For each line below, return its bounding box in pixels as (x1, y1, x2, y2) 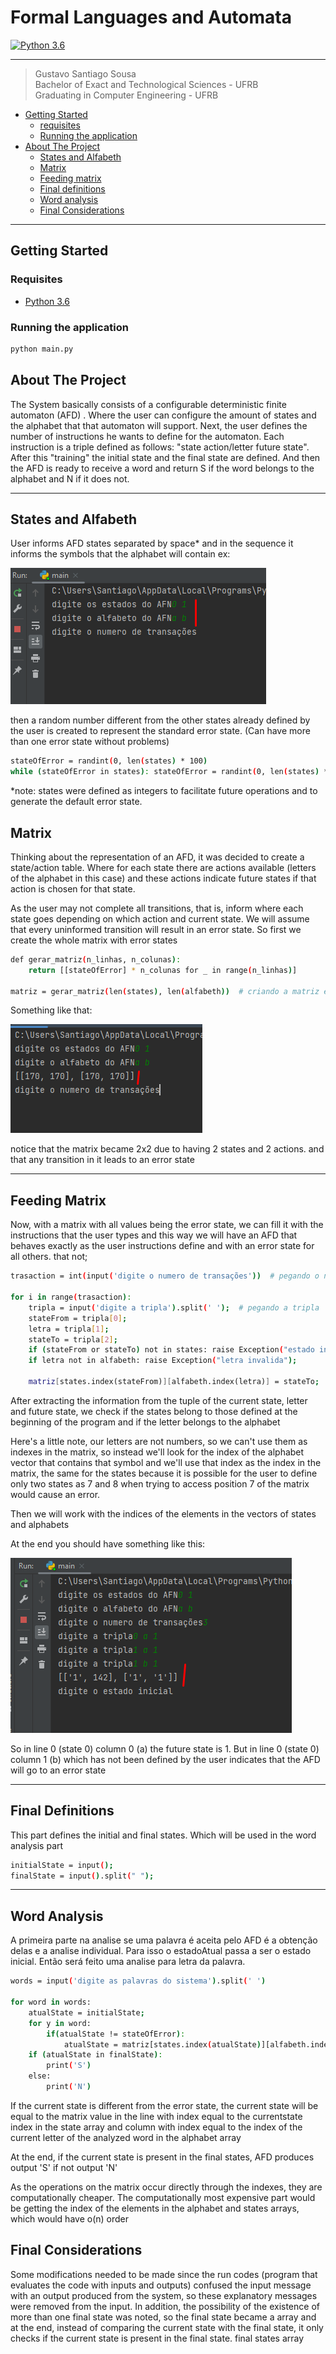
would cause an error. (10, 1488, 101, 1500)
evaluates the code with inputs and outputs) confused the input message (10, 2279, 312, 2291)
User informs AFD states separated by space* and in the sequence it (10, 537, 294, 550)
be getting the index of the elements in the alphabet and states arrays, (10, 2202, 300, 2214)
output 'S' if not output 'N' (10, 2161, 118, 2173)
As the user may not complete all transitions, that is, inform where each (10, 902, 304, 914)
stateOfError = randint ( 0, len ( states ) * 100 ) (10, 756, 208, 766)
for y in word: (28, 2018, 92, 2028)
